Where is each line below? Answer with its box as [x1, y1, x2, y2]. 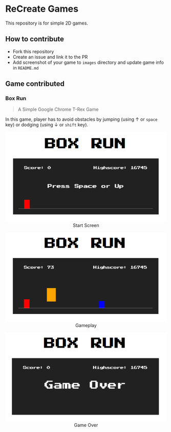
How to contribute [5, 35, 65, 43]
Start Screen [72, 222, 100, 229]
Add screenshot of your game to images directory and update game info [12, 59, 164, 65]
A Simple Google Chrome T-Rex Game [17, 106, 99, 112]
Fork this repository [12, 48, 54, 54]
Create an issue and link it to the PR [12, 54, 88, 60]
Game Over [74, 422, 98, 428]
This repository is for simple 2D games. [5, 20, 89, 26]
